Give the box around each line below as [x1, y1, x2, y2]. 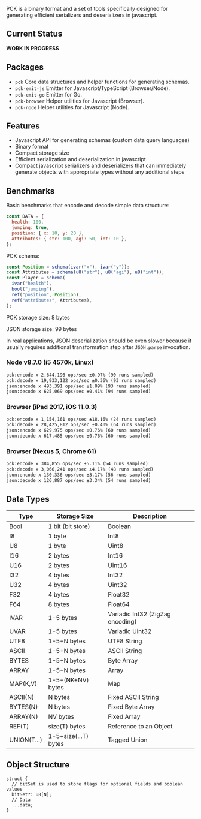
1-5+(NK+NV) [48, 676, 89, 684]
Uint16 [107, 561, 127, 569]
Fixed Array [107, 712, 141, 721]
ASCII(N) [9, 692, 35, 701]
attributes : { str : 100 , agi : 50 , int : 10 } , [11, 236, 127, 242]
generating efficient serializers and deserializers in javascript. [6, 11, 158, 19]
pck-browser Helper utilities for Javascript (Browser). [14, 97, 145, 104]
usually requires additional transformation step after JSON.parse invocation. [6, 343, 190, 350]
